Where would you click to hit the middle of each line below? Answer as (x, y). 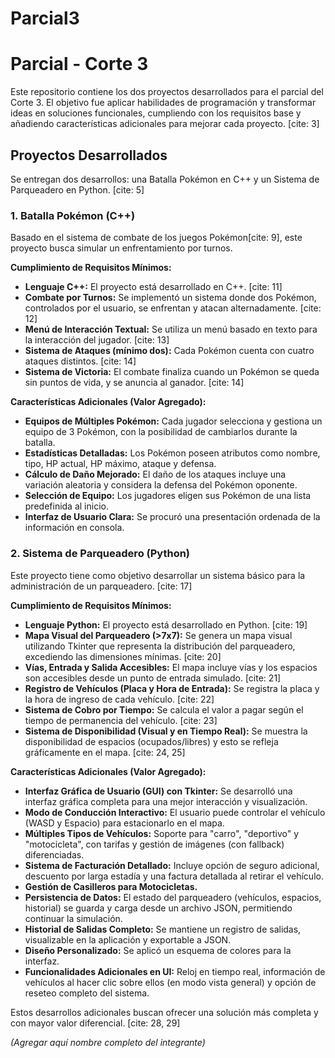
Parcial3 (45, 18)
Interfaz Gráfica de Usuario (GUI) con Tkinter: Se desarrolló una (158, 791)
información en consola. (74, 528)
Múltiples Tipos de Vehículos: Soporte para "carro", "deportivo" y (161, 833)
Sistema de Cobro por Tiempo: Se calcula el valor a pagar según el (164, 709)
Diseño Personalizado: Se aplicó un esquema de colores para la (158, 950)
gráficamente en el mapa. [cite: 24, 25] (105, 752)
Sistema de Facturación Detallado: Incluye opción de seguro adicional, (172, 865)
